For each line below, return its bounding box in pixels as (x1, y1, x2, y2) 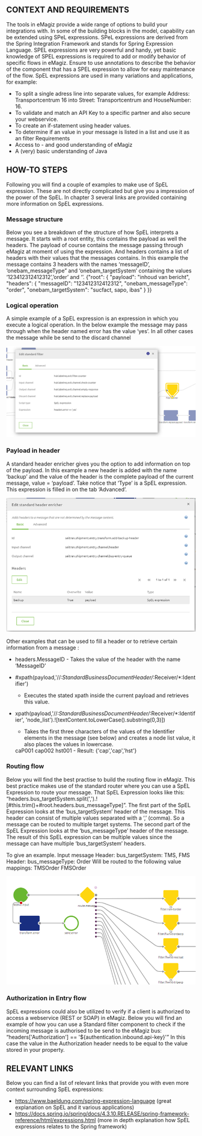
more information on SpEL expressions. (6, 200, 104, 207)
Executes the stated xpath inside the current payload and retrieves (23, 692, 189, 699)
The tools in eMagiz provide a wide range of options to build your (6, 20, 168, 28)
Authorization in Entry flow (6, 994, 87, 1002)
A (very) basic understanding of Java (14, 147, 108, 155)
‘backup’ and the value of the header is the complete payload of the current (6, 473, 194, 480)
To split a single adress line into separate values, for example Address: (14, 90, 190, 97)
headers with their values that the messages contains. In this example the (6, 254, 188, 261)
